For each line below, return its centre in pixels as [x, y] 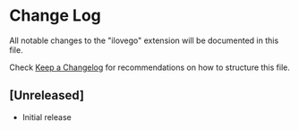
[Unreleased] [47, 95]
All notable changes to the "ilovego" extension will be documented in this [144, 40]
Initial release [47, 117]
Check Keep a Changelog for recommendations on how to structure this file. [150, 67]
